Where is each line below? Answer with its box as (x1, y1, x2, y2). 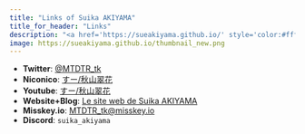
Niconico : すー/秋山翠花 (22, 74, 113, 85)
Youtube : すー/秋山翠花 (22, 85, 111, 96)
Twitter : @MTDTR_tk (22, 63, 102, 74)
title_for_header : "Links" (9, 22, 112, 31)
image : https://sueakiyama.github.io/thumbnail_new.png (9, 38, 225, 48)
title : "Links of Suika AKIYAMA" (9, 13, 136, 23)
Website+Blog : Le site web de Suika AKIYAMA (22, 96, 198, 107)
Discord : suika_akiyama (22, 115, 111, 126)
